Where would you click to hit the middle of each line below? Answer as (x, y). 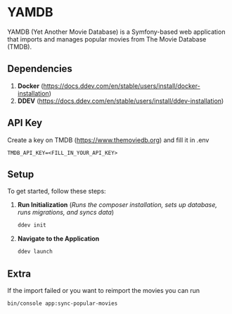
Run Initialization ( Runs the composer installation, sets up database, (117, 205)
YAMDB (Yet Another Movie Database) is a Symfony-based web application (116, 32)
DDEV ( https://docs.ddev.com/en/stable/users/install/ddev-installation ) (121, 101)
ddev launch (35, 252)
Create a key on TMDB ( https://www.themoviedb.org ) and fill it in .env (108, 140)
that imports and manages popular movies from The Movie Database (107, 39)
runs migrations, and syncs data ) (66, 213)
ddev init (32, 225)
